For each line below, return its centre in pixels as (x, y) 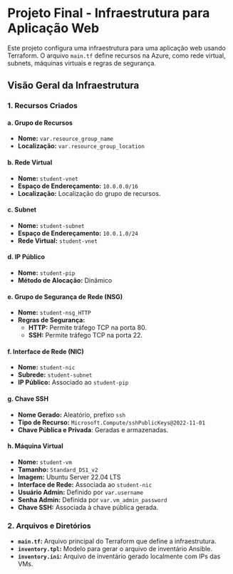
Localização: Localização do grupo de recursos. (89, 193)
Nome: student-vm (45, 461)
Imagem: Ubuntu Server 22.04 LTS (69, 477)
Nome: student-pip (46, 273)
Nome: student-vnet (48, 178)
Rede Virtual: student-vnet (58, 241)
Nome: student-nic (46, 367)
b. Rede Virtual (30, 162)
